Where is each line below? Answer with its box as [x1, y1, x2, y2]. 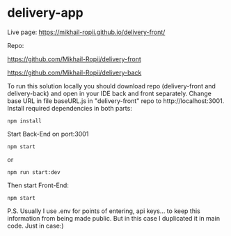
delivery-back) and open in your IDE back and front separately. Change [7, 89, 212, 97]
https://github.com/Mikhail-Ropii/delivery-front [7, 54, 141, 63]
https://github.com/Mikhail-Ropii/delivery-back [7, 68, 142, 77]
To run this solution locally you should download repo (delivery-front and [7, 81, 216, 90]
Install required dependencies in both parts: [7, 104, 132, 112]
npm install [7, 117, 42, 125]
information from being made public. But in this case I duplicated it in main [7, 214, 221, 222]
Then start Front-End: [7, 181, 70, 189]
